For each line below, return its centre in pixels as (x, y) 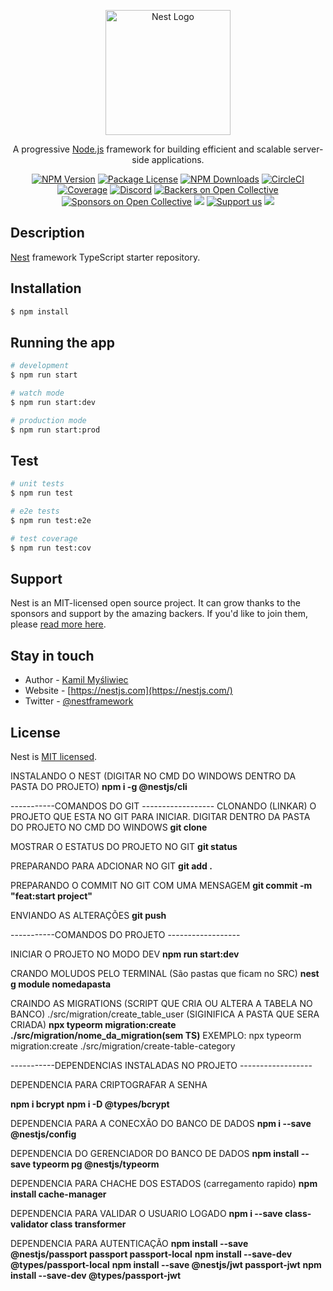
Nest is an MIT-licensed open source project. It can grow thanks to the (155, 603)
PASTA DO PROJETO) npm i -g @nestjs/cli (99, 787)
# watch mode (37, 393)
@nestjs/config (43, 1134)
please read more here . (58, 624)
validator (29, 1224)
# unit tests (37, 484)
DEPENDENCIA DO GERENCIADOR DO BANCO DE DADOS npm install (155, 1154)
